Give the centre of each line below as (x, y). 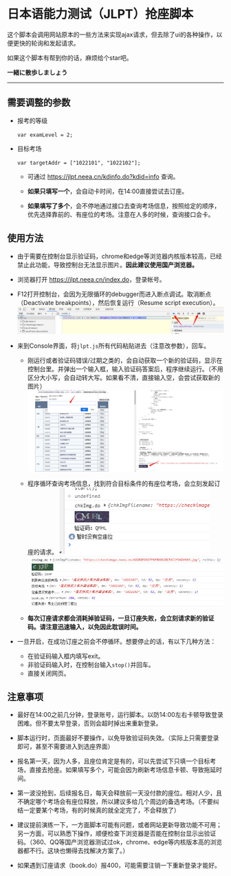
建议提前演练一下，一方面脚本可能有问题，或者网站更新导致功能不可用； (119, 825)
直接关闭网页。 (48, 673)
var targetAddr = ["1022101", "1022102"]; (79, 163)
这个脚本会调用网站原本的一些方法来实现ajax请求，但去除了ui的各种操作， (112, 34)
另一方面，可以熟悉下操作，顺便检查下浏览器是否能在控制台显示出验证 (117, 833)
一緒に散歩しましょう (37, 72)
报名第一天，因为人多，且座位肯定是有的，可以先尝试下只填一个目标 (113, 761)
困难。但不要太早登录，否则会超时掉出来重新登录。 (89, 723)
